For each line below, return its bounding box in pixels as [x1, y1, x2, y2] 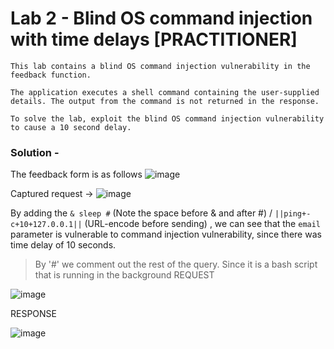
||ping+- [274, 209, 312, 219]
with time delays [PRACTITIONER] [10, 28, 298, 51]
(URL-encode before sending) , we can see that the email [84, 218, 322, 230]
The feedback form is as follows [10, 168, 143, 181]
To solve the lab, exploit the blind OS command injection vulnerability [10, 113, 325, 124]
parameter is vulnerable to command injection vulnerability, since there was [10, 228, 322, 241]
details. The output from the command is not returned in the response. [10, 96, 320, 106]
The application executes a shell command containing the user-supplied [10, 87, 320, 97]
